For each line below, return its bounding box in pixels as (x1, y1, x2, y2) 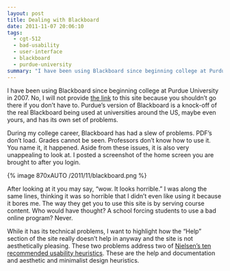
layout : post (7, 10, 44, 17)
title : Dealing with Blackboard (7, 16, 99, 23)
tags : (7, 29, 23, 36)
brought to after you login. (7, 158, 81, 166)
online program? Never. (7, 213, 73, 222)
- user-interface (13, 49, 63, 56)
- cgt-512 (13, 36, 41, 43)
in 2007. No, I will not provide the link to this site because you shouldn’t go (7, 93, 217, 102)
